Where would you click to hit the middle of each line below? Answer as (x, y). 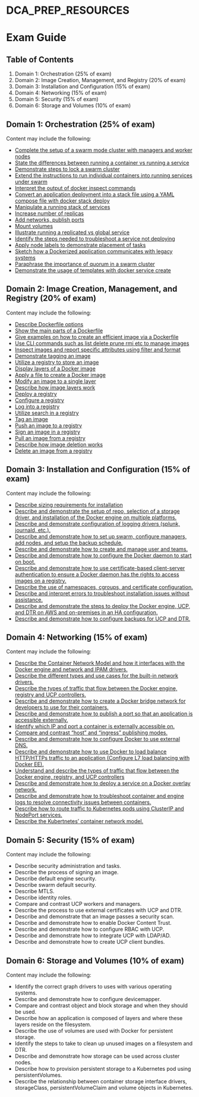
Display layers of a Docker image (55, 368)
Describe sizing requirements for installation (69, 504)
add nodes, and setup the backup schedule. (69, 543)
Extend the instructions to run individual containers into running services (104, 175)
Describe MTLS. (34, 892)
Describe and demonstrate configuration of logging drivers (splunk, (97, 523)
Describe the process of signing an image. (67, 872)
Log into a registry (37, 406)
